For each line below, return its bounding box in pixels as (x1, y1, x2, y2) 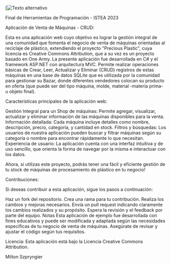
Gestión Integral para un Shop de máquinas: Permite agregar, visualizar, (5, 108, 156, 114)
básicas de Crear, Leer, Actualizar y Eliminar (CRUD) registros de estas (5, 67, 154, 73)
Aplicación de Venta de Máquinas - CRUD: (5, 24, 94, 31)
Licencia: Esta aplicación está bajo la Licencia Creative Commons (5, 239, 143, 244)
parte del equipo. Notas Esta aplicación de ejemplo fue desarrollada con (5, 213, 157, 218)
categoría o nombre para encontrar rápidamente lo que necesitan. (5, 135, 144, 141)
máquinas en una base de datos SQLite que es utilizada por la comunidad (5, 72, 160, 78)
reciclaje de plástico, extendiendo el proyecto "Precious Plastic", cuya (5, 45, 152, 51)
